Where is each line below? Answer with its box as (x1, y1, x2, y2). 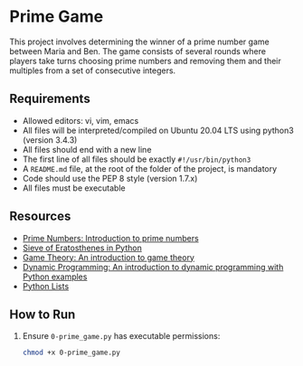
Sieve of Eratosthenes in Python (22, 242, 142, 253)
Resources (9, 209, 71, 224)
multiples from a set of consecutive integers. (9, 65, 176, 76)
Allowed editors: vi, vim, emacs (22, 115, 139, 126)
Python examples (22, 271, 88, 282)
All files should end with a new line (22, 144, 152, 155)
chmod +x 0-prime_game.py (22, 348, 120, 358)
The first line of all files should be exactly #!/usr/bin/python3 (22, 154, 251, 164)
